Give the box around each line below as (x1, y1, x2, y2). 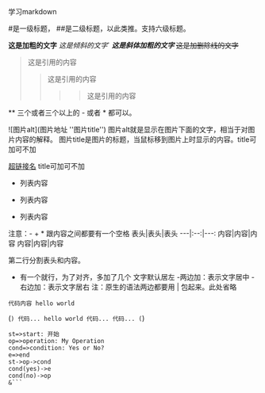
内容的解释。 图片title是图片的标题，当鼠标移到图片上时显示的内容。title (14, 135, 250, 144)
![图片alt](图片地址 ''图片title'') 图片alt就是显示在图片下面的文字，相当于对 (8, 125, 248, 134)
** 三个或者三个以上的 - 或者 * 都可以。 (8, 108, 136, 117)
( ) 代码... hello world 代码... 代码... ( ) (8, 314, 145, 322)
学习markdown (8, 7, 57, 16)
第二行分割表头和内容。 (8, 256, 85, 265)
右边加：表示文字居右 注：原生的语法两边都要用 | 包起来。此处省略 (19, 282, 237, 292)
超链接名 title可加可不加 (8, 162, 86, 170)
